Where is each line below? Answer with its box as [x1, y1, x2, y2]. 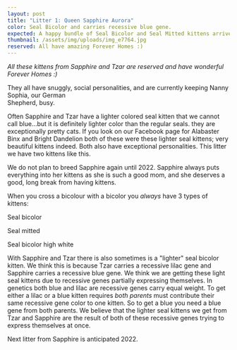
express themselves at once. [7, 321, 91, 330]
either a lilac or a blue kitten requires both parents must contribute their [7, 292, 215, 299]
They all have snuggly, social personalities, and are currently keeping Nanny [7, 84, 229, 92]
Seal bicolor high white [7, 240, 74, 249]
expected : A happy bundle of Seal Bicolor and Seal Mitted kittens [7, 30, 210, 37]
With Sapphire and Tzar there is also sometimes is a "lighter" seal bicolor [7, 254, 219, 262]
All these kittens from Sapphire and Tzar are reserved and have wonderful [7, 63, 224, 70]
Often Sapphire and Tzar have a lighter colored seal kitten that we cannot [7, 112, 220, 120]
